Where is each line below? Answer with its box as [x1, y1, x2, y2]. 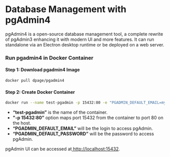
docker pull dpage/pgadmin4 [5, 78, 65, 83]
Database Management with [5, 4, 126, 15]
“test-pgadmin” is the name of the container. [12, 110, 108, 116]
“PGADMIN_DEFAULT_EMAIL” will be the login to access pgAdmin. [12, 125, 153, 132]
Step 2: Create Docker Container [5, 89, 75, 95]
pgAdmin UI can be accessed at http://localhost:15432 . [5, 146, 120, 152]
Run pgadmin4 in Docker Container [5, 54, 94, 61]
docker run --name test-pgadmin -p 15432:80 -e [5, 100, 108, 106]
